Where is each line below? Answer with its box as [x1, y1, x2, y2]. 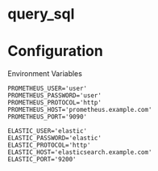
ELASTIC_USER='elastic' [7, 127, 88, 135]
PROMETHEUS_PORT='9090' [7, 113, 88, 122]
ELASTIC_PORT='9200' [7, 156, 77, 164]
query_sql [7, 5, 75, 24]
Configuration [7, 42, 104, 61]
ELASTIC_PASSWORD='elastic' [7, 135, 102, 143]
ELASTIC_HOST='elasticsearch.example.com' [7, 148, 152, 156]
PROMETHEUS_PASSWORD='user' [7, 92, 102, 100]
